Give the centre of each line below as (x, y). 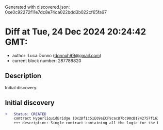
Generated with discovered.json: (38, 7)
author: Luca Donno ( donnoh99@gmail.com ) (57, 55)
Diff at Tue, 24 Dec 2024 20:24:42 (76, 32)
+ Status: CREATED (26, 114)
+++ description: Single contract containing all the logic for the (84, 123)
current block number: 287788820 (47, 61)
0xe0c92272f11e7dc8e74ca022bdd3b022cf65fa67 (56, 12)
